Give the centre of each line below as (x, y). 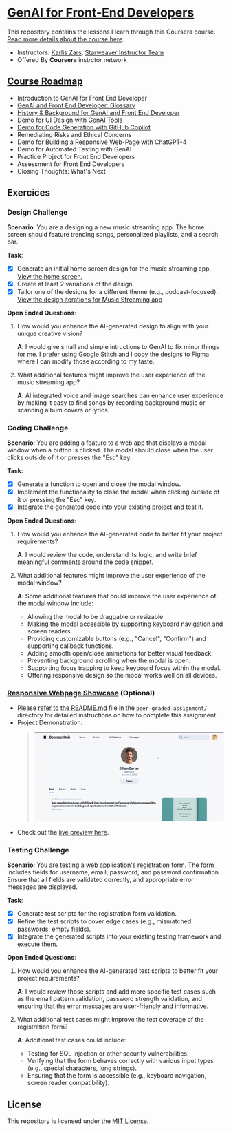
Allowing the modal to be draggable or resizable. (96, 617)
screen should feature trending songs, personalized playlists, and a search (113, 235)
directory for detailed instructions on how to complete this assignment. (117, 715)
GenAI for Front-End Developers (101, 13)
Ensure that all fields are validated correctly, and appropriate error (100, 880)
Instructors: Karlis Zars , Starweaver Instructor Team (90, 52)
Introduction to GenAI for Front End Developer (82, 98)
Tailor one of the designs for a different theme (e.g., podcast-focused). (118, 291)
